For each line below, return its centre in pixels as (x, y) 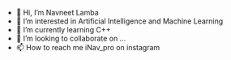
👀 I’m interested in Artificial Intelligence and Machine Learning (120, 21)
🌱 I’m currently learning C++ (63, 30)
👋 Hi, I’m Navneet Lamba (57, 13)
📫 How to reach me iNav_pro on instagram (88, 47)
